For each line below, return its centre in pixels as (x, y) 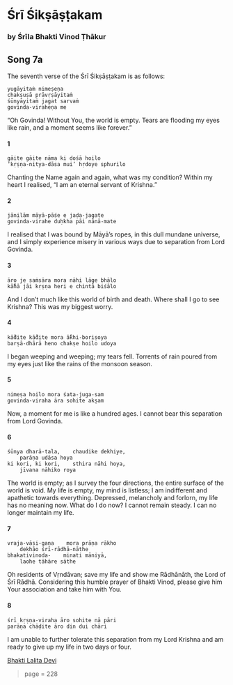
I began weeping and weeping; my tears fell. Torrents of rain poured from (112, 356)
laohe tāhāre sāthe (48, 562)
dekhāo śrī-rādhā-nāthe (54, 550)
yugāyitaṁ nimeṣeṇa (35, 89)
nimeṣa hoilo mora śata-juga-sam (56, 394)
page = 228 (41, 674)
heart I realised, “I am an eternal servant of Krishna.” (82, 185)
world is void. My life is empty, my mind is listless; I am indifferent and (107, 490)
